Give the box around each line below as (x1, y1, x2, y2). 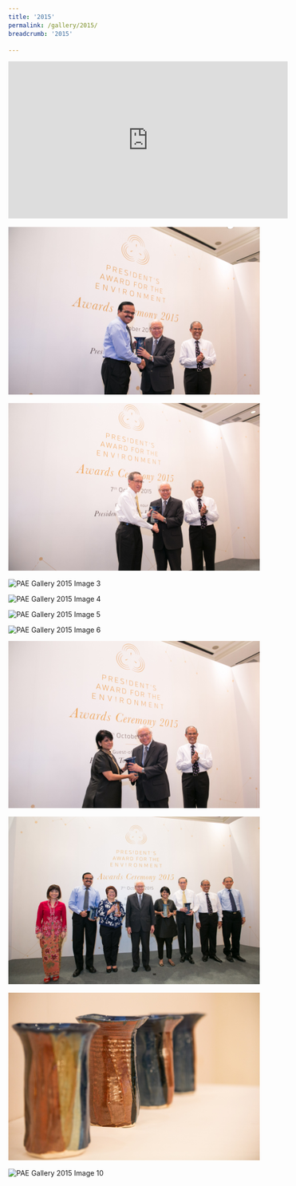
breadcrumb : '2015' (8, 30, 73, 38)
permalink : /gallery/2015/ (8, 21, 98, 30)
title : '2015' (8, 13, 56, 21)
